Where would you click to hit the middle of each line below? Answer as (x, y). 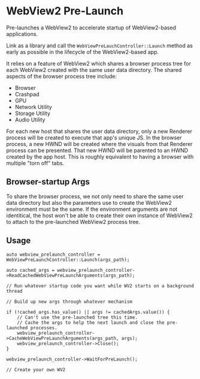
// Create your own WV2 (36, 369)
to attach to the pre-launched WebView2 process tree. (73, 222)
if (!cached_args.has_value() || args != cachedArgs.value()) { (88, 312)
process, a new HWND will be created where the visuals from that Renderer (99, 144)
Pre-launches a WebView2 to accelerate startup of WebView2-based (91, 28)
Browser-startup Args (48, 182)
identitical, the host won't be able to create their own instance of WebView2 (99, 215)
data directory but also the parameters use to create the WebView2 (89, 202)
